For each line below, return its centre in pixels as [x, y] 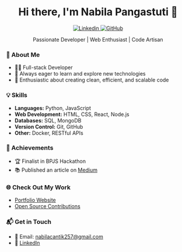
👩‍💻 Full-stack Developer [43, 67]
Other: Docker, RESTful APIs [49, 133]
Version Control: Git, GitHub [49, 127]
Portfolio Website [35, 200]
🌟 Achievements [30, 148]
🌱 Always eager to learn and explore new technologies [80, 74]
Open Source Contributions [47, 206]
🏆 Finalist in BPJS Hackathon [50, 161]
